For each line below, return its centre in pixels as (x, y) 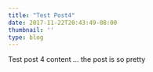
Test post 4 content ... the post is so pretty (77, 59)
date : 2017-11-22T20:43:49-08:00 (63, 23)
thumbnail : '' (31, 30)
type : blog (26, 37)
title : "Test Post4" (42, 15)
